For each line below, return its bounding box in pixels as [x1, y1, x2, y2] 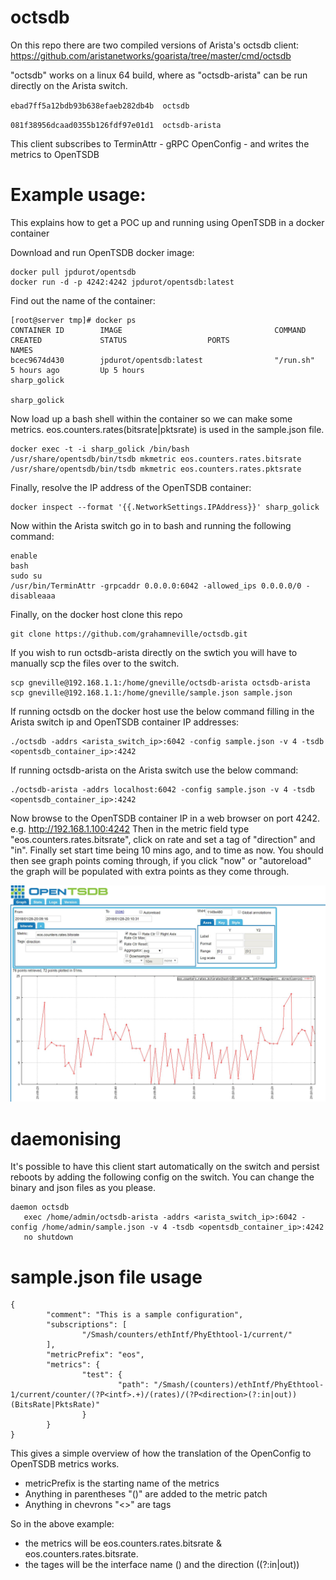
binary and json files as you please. [10, 1182, 156, 1194]
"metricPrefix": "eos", [46, 1350, 145, 1360]
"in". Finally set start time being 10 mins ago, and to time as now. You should [10, 844, 324, 856]
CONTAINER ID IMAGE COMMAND [10, 325, 307, 335]
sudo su [10, 571, 43, 581]
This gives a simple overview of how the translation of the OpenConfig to [10, 1447, 312, 1460]
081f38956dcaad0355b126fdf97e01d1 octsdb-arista [10, 120, 222, 130]
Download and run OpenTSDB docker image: [10, 246, 195, 258]
